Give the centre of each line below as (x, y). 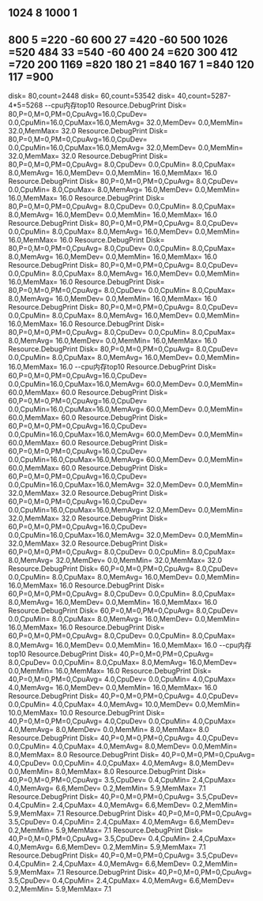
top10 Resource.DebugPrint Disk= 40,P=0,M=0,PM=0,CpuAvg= (111, 654)
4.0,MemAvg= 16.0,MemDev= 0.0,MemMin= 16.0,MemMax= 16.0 (113, 688)
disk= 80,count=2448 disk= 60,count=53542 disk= (92, 96)
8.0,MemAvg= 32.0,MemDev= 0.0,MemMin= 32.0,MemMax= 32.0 (115, 561)
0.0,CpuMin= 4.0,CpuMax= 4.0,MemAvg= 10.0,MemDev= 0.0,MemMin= (124, 704)
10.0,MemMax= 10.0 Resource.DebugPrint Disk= (87, 713)
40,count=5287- (204, 96)
